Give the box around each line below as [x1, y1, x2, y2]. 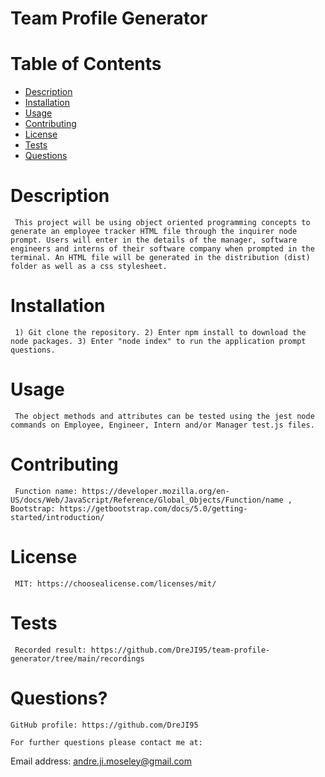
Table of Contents [10, 53, 162, 76]
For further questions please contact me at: [10, 737, 203, 747]
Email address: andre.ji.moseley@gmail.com [10, 755, 193, 767]
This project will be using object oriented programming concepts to [14, 218, 311, 228]
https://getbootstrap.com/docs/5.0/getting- [59, 503, 248, 514]
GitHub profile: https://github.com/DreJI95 [10, 720, 199, 730]
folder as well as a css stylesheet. [10, 262, 168, 272]
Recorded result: [14, 645, 87, 655]
